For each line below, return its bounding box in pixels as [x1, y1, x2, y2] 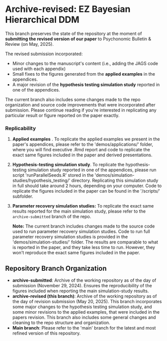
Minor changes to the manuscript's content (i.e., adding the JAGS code [12, 60, 158, 66]
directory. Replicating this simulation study [71, 178, 159, 184]
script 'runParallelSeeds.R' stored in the [12, 172, 94, 178]
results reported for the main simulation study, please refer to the [12, 208, 146, 215]
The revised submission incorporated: [5, 51, 83, 57]
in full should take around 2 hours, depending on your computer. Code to [12, 183, 162, 189]
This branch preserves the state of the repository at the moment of [5, 30, 142, 36]
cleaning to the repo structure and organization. [12, 320, 110, 326]
